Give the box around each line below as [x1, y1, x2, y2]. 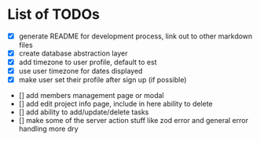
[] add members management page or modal [18, 91, 164, 100]
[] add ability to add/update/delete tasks [18, 107, 149, 117]
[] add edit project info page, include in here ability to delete [18, 99, 213, 109]
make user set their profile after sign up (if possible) [18, 75, 187, 85]
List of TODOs [7, 5, 100, 23]
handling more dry [18, 124, 79, 134]
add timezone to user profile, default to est [18, 57, 157, 67]
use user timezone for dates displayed [18, 67, 143, 76]
